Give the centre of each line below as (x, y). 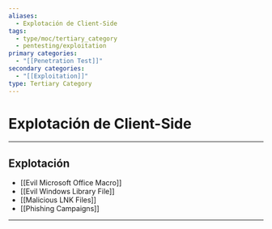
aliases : (23, 16)
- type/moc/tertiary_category (66, 38)
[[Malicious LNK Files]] (58, 200)
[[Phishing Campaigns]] (59, 209)
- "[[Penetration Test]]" (59, 61)
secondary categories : (47, 69)
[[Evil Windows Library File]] (67, 192)
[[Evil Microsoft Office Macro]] (71, 183)
